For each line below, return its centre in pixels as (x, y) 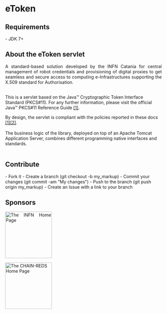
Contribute (22, 164)
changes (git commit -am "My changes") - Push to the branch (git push (78, 182)
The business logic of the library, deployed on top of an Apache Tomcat (79, 133)
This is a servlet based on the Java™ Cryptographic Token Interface (74, 97)
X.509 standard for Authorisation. (39, 82)
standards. (16, 143)
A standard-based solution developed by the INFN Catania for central (83, 66)
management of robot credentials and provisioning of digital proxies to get (83, 71)
